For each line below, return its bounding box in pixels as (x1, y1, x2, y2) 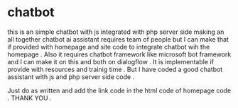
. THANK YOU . (7, 93, 52, 102)
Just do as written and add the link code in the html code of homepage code (7, 86, 232, 95)
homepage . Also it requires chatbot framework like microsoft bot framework (7, 50, 232, 59)
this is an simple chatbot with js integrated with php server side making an (7, 28, 225, 36)
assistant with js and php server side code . (7, 72, 135, 81)
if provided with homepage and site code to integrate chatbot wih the (7, 42, 210, 51)
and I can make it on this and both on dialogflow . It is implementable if (7, 57, 215, 66)
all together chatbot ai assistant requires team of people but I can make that (7, 35, 229, 43)
